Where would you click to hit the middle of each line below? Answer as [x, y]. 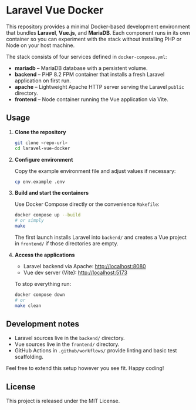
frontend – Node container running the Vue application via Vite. [91, 99]
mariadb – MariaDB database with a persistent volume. [81, 68]
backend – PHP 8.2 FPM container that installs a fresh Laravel [89, 74]
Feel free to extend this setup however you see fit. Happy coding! [85, 368]
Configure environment [44, 159]
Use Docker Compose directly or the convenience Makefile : [87, 204]
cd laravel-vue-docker [42, 148]
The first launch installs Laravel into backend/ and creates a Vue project [100, 237]
